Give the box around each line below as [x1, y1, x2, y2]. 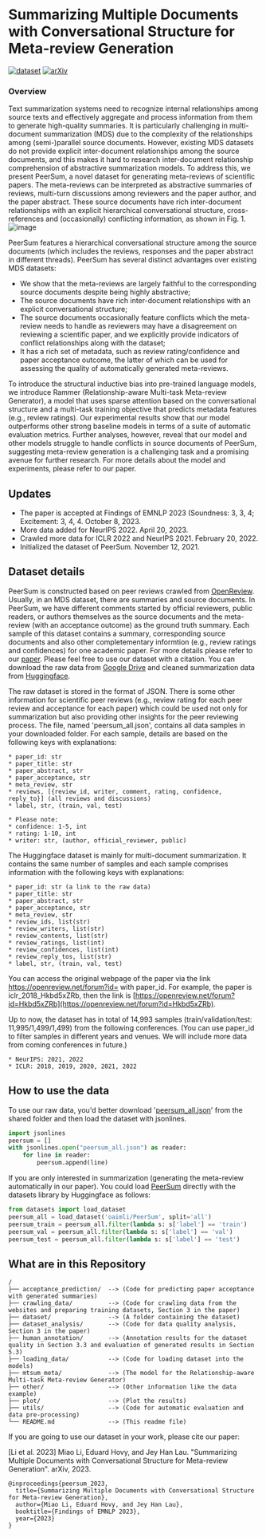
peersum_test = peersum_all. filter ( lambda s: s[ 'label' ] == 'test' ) [8, 1235, 241, 1243]
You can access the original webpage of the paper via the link [8, 973, 211, 983]
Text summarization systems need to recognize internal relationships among [8, 104, 259, 113]
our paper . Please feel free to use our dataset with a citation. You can [8, 654, 236, 664]
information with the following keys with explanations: [8, 867, 185, 877]
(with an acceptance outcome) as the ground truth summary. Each [31, 620, 250, 629]
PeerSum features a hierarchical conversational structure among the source [8, 238, 257, 248]
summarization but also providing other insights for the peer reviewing [8, 711, 239, 721]
